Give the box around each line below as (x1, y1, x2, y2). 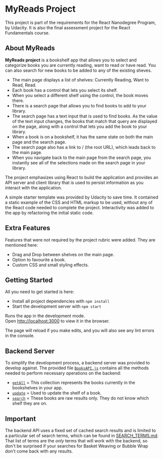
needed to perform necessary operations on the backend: (5, 370, 121, 376)
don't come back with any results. (5, 448, 73, 454)
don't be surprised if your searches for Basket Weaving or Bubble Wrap (5, 443, 148, 449)
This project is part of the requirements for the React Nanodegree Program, (5, 20, 156, 25)
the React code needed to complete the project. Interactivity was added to (5, 204, 154, 210)
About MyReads (5, 44, 55, 52)
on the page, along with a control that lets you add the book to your (12, 123, 147, 129)
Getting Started (5, 276, 53, 284)
